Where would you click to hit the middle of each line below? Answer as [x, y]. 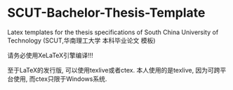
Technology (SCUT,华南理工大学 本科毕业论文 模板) [81, 40]
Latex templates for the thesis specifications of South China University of [113, 32]
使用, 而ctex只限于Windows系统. [60, 79]
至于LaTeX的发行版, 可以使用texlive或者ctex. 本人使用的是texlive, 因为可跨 [114, 70]
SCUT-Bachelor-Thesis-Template [106, 13]
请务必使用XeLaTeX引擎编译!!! [50, 55]
